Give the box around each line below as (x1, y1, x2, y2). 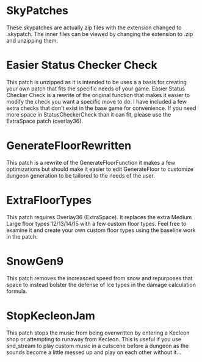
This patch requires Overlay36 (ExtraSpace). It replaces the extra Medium (6, 213, 192, 220)
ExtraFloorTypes (6, 194, 92, 207)
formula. (6, 288, 27, 295)
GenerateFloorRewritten (6, 139, 132, 153)
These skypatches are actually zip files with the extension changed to (6, 24, 182, 31)
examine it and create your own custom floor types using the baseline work (6, 226, 196, 234)
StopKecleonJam (6, 309, 96, 322)
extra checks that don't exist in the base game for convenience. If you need (6, 104, 197, 112)
